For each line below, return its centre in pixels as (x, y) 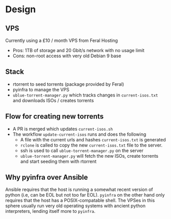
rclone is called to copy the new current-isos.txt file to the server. (91, 145)
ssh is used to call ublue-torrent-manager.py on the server (82, 150)
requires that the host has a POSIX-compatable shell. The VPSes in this (80, 201)
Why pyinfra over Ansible (47, 177)
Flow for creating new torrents (54, 117)
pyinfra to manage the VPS (41, 89)
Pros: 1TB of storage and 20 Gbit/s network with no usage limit (78, 50)
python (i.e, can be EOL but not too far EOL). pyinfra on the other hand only (85, 195)
